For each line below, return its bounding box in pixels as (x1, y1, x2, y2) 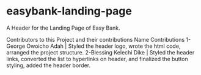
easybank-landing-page (6, 4, 133, 18)
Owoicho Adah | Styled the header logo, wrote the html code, (26, 42, 181, 50)
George (6, 42, 26, 50)
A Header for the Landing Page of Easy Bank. (6, 24, 120, 31)
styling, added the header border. (6, 62, 90, 69)
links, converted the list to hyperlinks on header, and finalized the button (6, 55, 188, 62)
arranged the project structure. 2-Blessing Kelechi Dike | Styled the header (6, 48, 195, 56)
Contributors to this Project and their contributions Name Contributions (6, 36, 185, 43)
